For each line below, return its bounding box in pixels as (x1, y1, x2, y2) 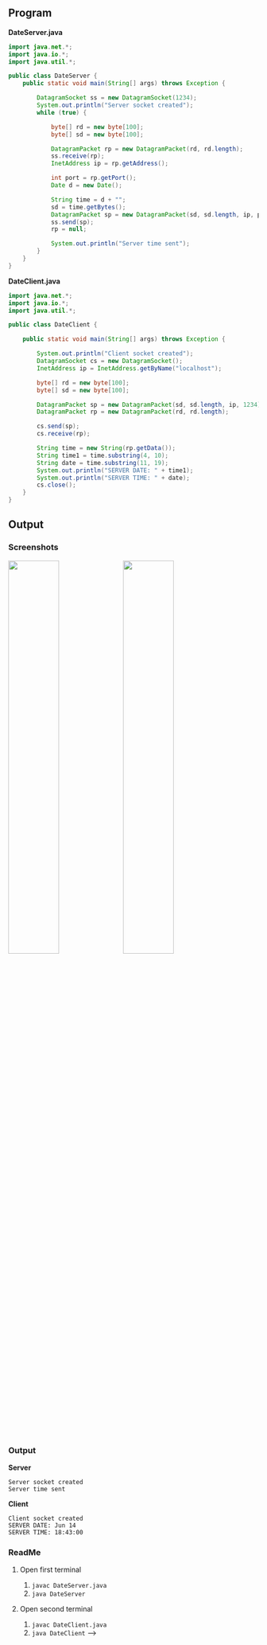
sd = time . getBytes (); (50, 203, 126, 211)
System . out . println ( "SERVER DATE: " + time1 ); (37, 466, 194, 475)
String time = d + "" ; (50, 195, 126, 204)
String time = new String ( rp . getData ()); (37, 444, 176, 452)
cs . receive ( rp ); (37, 430, 91, 438)
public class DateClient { (8, 321, 98, 329)
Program (8, 6, 52, 20)
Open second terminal (19, 1604, 93, 1614)
